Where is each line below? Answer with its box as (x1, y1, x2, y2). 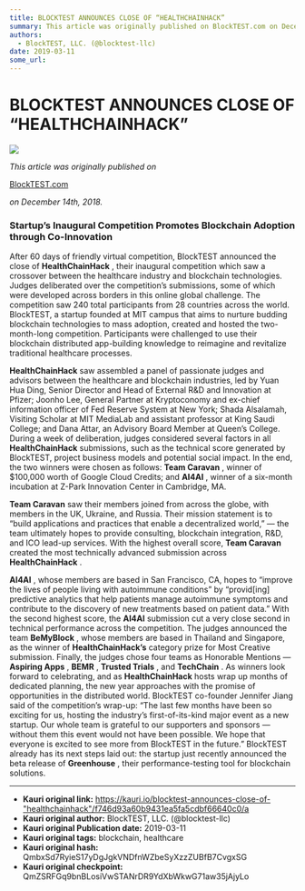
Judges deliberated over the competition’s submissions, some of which (9, 280, 276, 291)
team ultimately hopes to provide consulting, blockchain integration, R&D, (9, 528, 284, 539)
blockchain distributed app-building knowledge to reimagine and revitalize (9, 338, 288, 349)
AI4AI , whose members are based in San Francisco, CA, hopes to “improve (9, 575, 293, 586)
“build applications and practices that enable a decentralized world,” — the (9, 518, 290, 529)
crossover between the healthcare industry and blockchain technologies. (9, 270, 283, 282)
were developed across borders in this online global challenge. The (9, 290, 261, 301)
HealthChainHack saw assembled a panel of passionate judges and (9, 365, 265, 376)
